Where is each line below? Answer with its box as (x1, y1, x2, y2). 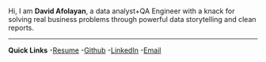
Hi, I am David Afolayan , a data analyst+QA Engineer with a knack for (8, 6, 235, 16)
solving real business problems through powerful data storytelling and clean (8, 14, 256, 24)
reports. (8, 23, 34, 32)
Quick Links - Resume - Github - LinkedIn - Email (8, 46, 161, 55)
